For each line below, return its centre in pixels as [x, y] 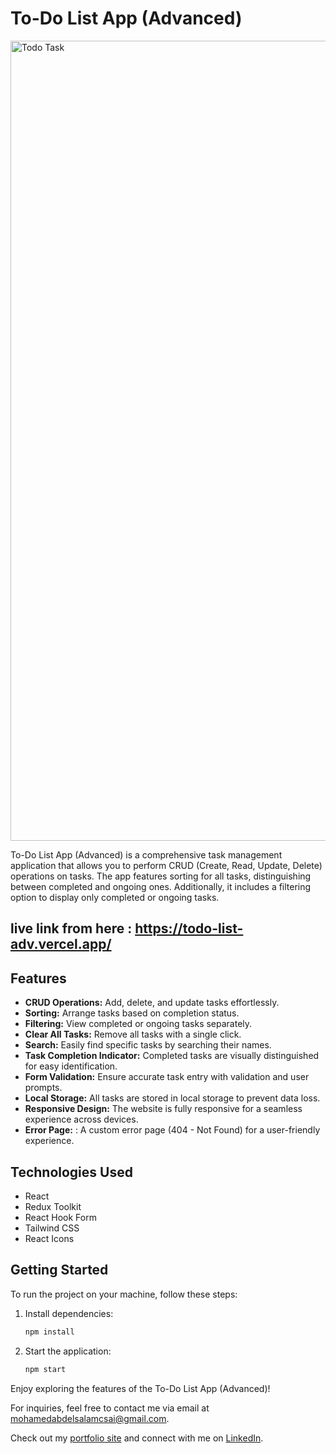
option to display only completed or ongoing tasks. [115, 897]
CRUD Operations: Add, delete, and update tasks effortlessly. [152, 1003]
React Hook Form [60, 1217]
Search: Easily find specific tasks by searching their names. [148, 1045]
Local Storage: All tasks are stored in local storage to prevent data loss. [172, 1098]
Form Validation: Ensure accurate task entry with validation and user [167, 1077]
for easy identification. [71, 1066]
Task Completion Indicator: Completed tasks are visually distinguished [172, 1056]
